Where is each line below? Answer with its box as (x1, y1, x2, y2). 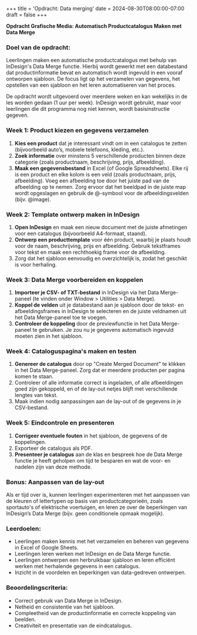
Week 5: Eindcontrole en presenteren (6, 419, 114, 427)
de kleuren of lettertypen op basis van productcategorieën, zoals (6, 498, 163, 505)
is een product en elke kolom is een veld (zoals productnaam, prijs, (14, 171, 177, 178)
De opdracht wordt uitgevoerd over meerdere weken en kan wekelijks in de (6, 93, 188, 100)
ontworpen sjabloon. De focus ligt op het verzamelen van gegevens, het (6, 76, 181, 83)
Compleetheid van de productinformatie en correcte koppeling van (14, 609, 176, 616)
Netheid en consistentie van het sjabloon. (14, 603, 116, 610)
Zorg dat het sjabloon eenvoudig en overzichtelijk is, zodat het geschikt (14, 254, 188, 262)
